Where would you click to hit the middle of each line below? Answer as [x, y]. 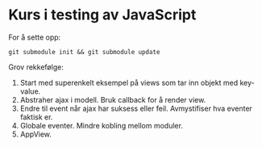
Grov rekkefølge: [36, 67]
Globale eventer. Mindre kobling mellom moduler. [102, 125]
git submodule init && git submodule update [84, 52]
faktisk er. [36, 117]
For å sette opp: [35, 37]
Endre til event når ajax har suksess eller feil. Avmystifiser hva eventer [136, 108]
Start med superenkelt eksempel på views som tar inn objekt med [129, 82]
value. [30, 91]
